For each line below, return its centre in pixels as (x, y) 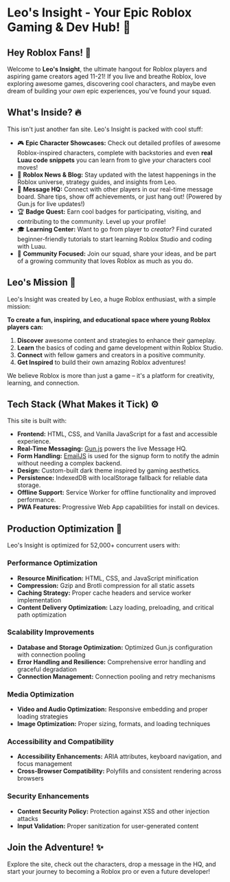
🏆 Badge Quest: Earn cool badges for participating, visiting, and (109, 212)
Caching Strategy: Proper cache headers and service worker (104, 593)
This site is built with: (37, 421)
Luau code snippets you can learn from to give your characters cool (114, 160)
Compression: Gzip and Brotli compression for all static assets (106, 585)
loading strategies (43, 716)
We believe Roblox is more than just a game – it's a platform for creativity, (111, 375)
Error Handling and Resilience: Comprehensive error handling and (111, 661)
